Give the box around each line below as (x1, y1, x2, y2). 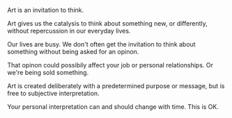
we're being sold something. (7, 69, 89, 76)
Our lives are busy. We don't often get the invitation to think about (7, 40, 196, 48)
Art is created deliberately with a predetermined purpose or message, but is (7, 82, 225, 90)
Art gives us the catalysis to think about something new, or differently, (7, 19, 208, 27)
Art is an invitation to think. (7, 6, 84, 14)
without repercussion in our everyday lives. (7, 27, 131, 35)
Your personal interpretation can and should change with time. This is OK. (7, 103, 219, 110)
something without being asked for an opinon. (7, 48, 139, 56)
